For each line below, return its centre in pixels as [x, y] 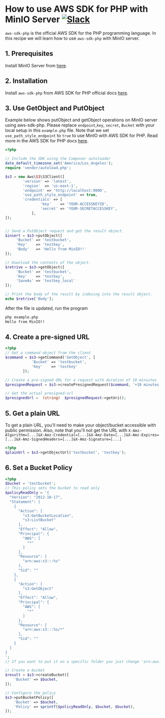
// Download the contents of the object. [48, 263]
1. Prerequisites [29, 54]
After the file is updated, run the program [47, 308]
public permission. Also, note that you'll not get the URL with [66, 430]
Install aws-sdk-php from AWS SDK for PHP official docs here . [67, 93]
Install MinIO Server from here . [36, 65]
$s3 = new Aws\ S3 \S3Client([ [35, 177]
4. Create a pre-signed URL [47, 337]
